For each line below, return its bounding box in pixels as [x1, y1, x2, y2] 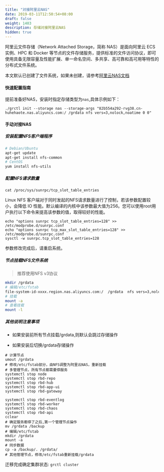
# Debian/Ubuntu [5, 146, 38, 151]
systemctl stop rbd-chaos [5, 406, 58, 411]
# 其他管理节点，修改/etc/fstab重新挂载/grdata [5, 452, 94, 457]
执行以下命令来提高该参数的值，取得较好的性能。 [9, 209, 108, 215]
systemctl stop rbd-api [5, 410, 54, 415]
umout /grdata [5, 357, 34, 362]
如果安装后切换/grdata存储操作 [12, 342, 74, 348]
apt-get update [5, 150, 36, 155]
